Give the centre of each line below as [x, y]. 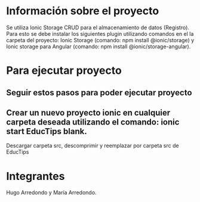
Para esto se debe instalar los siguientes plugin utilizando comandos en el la [100, 33]
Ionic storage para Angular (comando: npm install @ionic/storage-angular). [99, 46]
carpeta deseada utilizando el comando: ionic [93, 122]
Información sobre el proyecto [83, 11]
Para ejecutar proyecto [64, 71]
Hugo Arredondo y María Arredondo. [51, 192]
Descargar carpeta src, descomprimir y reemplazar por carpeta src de [93, 146]
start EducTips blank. [47, 131]
